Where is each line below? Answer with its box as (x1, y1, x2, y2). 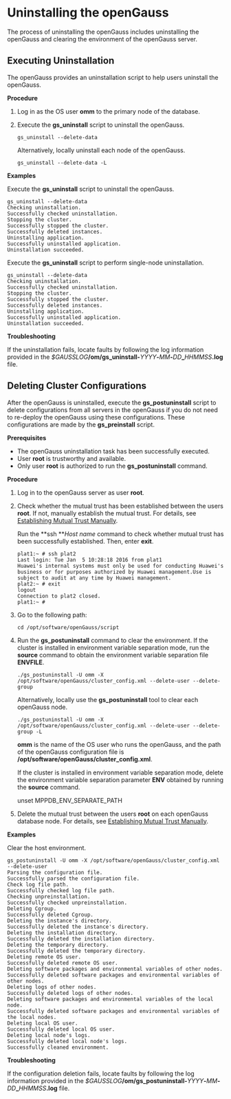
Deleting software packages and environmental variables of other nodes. (7, 965, 223, 972)
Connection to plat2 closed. (16, 593, 101, 599)
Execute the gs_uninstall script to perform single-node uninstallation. (7, 258, 204, 267)
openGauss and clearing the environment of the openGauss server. (7, 34, 198, 43)
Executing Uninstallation (7, 55, 115, 67)
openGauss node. (16, 703, 67, 711)
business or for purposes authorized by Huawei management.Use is (16, 568, 212, 575)
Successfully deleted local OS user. (7, 1025, 115, 1033)
